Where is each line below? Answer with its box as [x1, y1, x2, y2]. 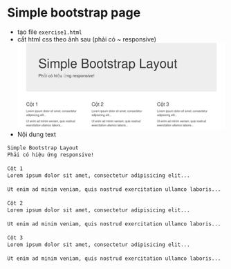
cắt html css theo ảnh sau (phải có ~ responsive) [17, 35, 157, 43]
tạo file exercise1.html [17, 28, 82, 36]
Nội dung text [17, 130, 57, 138]
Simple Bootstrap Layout [7, 144, 79, 151]
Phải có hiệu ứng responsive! [7, 151, 95, 158]
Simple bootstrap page [7, 5, 141, 21]
